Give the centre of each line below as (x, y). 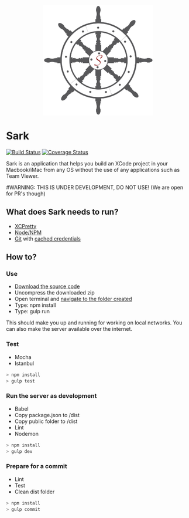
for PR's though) (26, 194)
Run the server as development (51, 396)
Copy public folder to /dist (46, 421)
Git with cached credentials (47, 238)
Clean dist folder (35, 492)
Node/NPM (28, 232)
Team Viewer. (23, 176)
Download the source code (47, 286)
